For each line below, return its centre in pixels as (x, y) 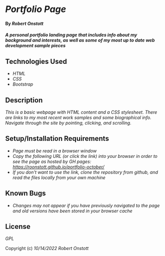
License (18, 227)
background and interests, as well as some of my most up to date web (80, 40)
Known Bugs (26, 193)
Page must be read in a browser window (55, 151)
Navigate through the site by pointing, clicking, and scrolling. (68, 123)
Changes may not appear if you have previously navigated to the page (86, 205)
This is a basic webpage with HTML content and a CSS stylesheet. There (81, 112)
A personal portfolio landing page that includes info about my (71, 35)
